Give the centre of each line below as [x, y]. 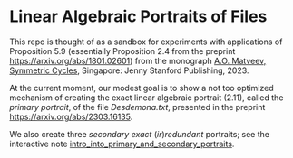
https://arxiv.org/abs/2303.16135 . [71, 116]
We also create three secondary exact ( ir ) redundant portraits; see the [140, 134]
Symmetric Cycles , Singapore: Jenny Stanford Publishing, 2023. [129, 70]
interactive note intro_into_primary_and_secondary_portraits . [122, 144]
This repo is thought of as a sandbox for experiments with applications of [146, 42]
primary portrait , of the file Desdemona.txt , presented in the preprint [137, 107]
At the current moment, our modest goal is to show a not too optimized [142, 88]
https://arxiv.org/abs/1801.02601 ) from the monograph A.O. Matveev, [138, 60]
